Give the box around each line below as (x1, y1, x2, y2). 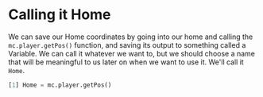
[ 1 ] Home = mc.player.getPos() (8, 81, 112, 89)
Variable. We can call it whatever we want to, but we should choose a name (8, 48, 256, 58)
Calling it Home (8, 6, 111, 24)
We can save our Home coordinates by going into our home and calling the (8, 32, 253, 41)
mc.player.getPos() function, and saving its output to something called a (8, 40, 246, 49)
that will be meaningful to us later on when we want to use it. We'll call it (8, 57, 244, 67)
